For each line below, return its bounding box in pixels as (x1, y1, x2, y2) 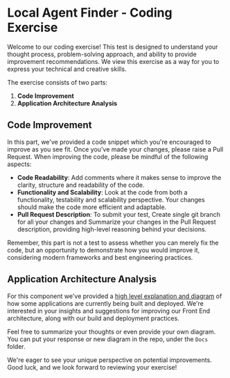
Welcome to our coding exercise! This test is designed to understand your (7, 42, 218, 51)
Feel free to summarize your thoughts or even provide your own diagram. (7, 327, 216, 336)
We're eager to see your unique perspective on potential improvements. (7, 356, 213, 364)
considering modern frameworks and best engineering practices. (7, 253, 193, 261)
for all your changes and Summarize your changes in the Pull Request (17, 217, 216, 226)
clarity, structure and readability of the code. (17, 181, 145, 189)
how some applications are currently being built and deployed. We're (7, 299, 204, 307)
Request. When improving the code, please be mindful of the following (7, 152, 209, 161)
